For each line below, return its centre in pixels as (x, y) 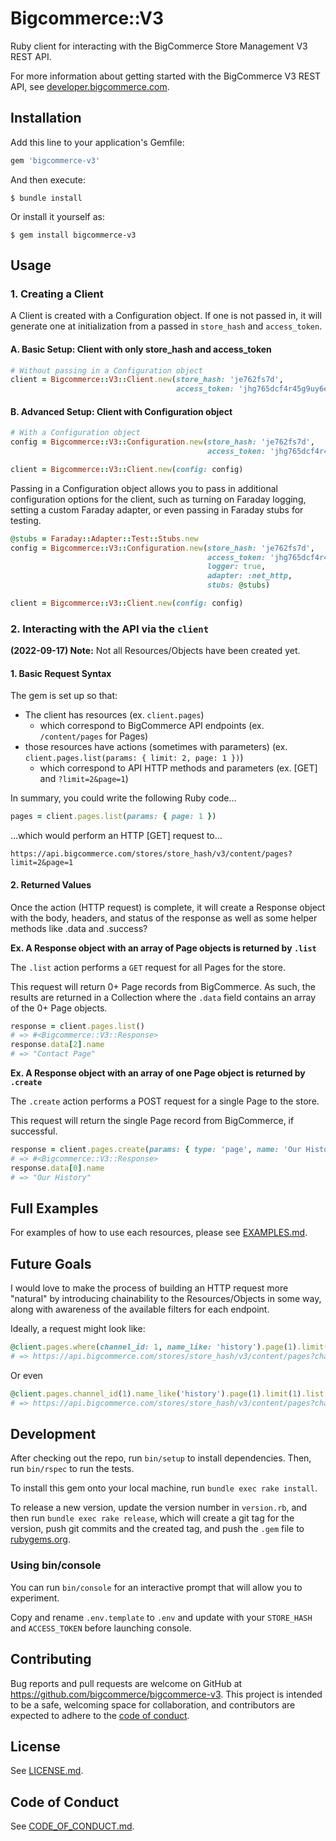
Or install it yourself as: (57, 216)
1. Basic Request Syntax (61, 673)
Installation (46, 118)
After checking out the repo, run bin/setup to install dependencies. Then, (161, 1458)
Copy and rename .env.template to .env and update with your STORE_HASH (161, 1617)
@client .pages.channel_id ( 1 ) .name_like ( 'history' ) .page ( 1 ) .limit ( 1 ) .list (167, 1393)
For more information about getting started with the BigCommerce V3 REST (166, 76)
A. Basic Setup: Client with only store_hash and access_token (141, 349)
